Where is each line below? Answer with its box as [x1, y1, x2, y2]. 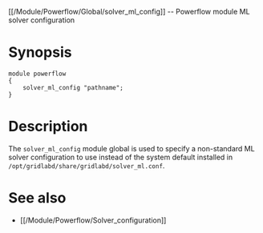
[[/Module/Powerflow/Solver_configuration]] [19, 215, 167, 225]
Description [8, 118, 88, 135]
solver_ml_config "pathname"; [22, 83, 124, 91]
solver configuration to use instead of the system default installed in [8, 152, 233, 162]
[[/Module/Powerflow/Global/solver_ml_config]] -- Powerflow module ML [8, 7, 250, 16]
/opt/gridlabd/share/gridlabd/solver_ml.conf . [8, 160, 165, 171]
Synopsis [8, 43, 72, 62]
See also [8, 189, 67, 207]
